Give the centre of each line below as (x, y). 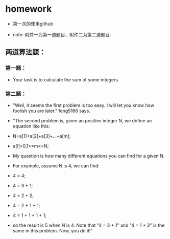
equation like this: (31, 126)
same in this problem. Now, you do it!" (53, 230)
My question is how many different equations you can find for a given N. (89, 156)
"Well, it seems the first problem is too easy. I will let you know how (83, 105)
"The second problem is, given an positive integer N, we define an (82, 120)
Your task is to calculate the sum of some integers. (66, 79)
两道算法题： (26, 52)
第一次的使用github (33, 24)
